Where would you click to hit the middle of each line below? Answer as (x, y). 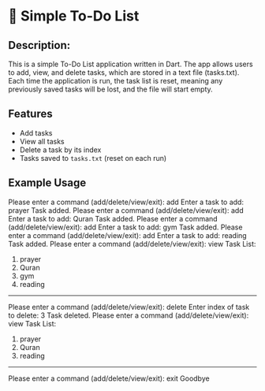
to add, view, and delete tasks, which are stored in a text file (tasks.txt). (124, 73)
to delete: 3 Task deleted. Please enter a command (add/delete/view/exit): (129, 315)
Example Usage (47, 183)
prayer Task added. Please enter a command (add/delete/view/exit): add (126, 210)
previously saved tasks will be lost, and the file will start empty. (110, 89)
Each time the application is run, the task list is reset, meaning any (116, 81)
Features (30, 114)
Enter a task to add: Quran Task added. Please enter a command (113, 218)
